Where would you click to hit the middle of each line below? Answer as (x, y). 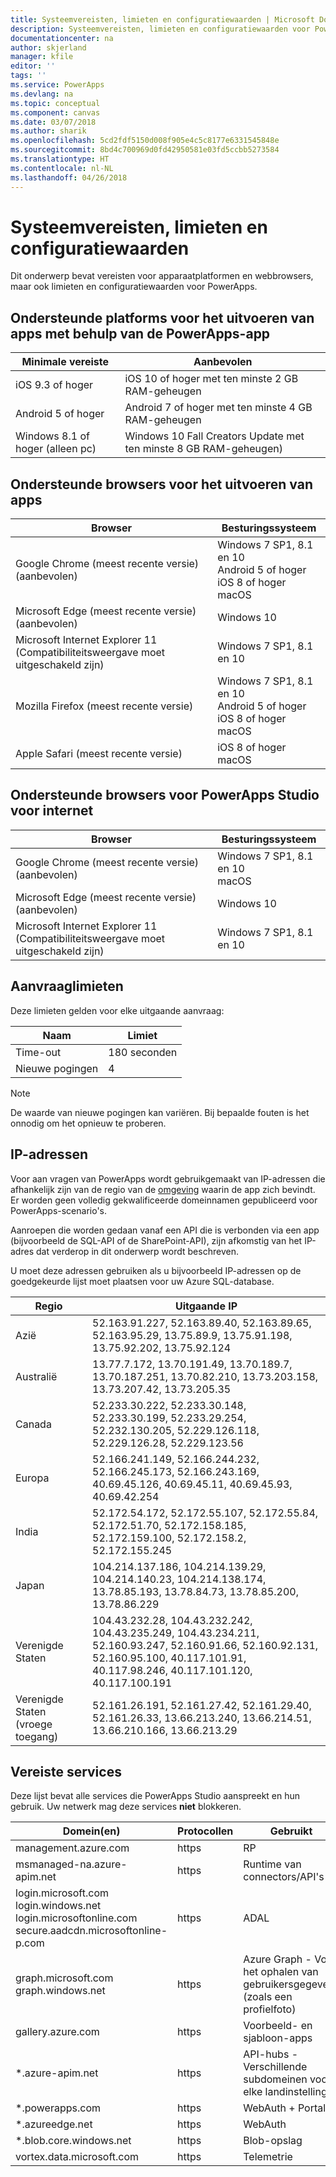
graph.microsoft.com (64, 1978)
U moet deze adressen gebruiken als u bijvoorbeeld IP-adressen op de (156, 1270)
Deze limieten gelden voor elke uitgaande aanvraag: (117, 1010)
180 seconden (143, 1052)
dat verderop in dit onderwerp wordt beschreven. (137, 1251)
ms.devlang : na (42, 94)
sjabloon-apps (278, 2038)
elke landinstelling (285, 2092)
